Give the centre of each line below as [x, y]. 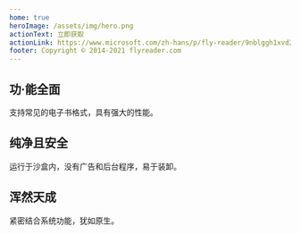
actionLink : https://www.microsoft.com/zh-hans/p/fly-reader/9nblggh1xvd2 [151, 42]
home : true [29, 17]
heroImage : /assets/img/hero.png [71, 26]
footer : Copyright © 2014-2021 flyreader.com [95, 51]
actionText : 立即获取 [47, 34]
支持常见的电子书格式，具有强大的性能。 [83, 112]
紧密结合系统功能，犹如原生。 [64, 221]
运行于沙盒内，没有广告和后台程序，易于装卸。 [95, 166]
